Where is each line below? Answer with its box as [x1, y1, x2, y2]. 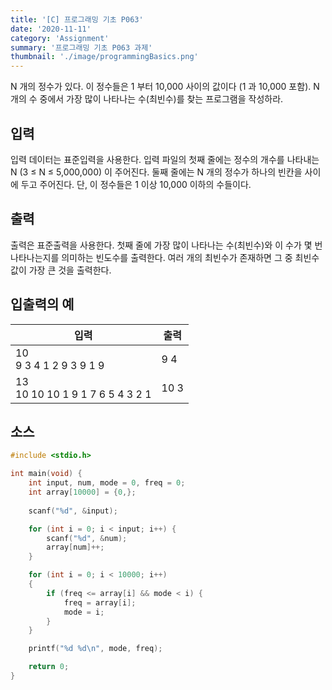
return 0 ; [28, 662, 70, 672]
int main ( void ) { [10, 469, 83, 479]
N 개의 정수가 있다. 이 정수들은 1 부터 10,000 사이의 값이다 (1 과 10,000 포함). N [10, 81, 320, 93]
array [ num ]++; [46, 542, 105, 553]
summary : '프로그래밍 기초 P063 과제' [10, 42, 153, 53]
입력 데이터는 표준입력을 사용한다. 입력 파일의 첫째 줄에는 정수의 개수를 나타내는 [10, 153, 320, 165]
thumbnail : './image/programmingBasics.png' [10, 52, 199, 62]
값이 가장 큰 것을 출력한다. [10, 264, 112, 276]
